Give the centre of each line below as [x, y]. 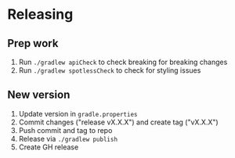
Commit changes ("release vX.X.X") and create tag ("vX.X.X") [118, 122]
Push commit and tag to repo [65, 130]
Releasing [40, 14]
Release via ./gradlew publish [68, 138]
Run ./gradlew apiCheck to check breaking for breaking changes [123, 62]
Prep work [33, 43]
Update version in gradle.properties [78, 113]
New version [39, 95]
